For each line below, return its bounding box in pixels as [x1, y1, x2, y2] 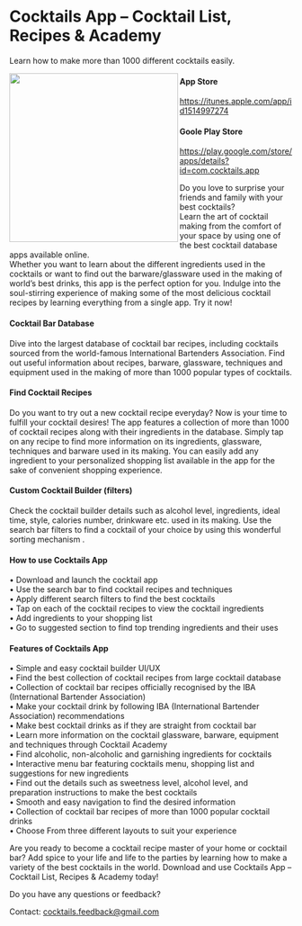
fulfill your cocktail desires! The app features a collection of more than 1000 [9, 417, 289, 427]
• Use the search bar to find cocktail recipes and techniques [9, 584, 233, 595]
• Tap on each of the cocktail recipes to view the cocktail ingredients [9, 603, 264, 614]
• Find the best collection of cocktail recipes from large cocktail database [9, 672, 281, 683]
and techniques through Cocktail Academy [9, 740, 168, 751]
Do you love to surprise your [179, 183, 285, 193]
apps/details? [179, 156, 230, 166]
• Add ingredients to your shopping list [9, 613, 153, 624]
